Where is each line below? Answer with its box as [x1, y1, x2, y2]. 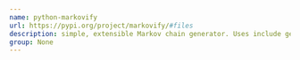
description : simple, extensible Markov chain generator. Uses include [9, 29, 281, 38]
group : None [9, 37, 54, 47]
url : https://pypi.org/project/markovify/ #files [9, 21, 194, 30]
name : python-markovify [9, 12, 98, 22]
